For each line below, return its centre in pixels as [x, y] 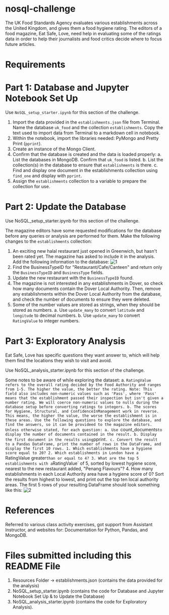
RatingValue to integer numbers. [46, 321]
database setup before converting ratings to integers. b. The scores [81, 407]
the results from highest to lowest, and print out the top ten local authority [82, 479]
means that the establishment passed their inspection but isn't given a [84, 398]
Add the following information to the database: [61, 262]
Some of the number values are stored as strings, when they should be [86, 305]
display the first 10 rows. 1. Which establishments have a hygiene [79, 449]
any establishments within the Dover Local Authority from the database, [87, 294]
